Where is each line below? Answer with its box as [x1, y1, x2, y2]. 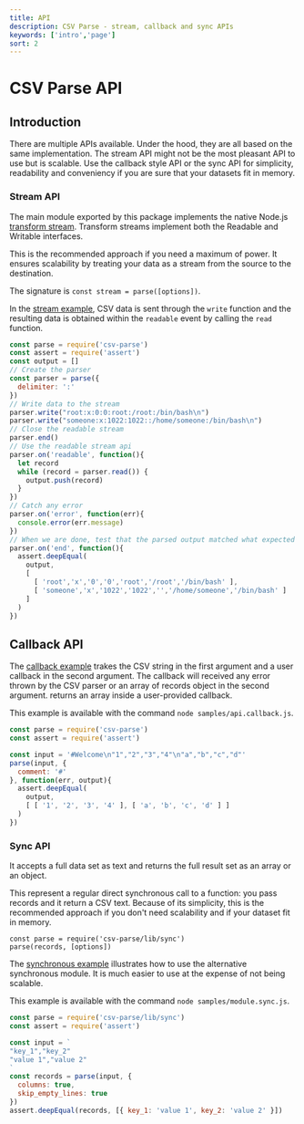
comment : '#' [17, 767, 67, 776]
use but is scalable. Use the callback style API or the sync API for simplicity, [9, 158, 294, 169]
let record [17, 458, 59, 468]
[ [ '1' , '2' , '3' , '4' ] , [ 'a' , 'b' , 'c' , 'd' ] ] [25, 801, 230, 810]
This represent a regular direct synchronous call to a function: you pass [9, 888, 278, 899]
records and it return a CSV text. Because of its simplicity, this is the [9, 898, 265, 909]
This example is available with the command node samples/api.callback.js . [9, 708, 294, 719]
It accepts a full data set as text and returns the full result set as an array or [9, 860, 291, 871]
